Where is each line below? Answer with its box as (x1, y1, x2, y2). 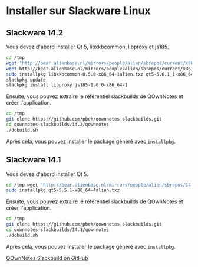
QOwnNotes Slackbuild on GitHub (6, 254, 88, 261)
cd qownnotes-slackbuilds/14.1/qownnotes (6, 227, 110, 233)
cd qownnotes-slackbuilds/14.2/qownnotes (6, 122, 110, 128)
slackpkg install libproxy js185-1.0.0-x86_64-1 (6, 82, 128, 88)
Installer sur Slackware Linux (6, 4, 151, 18)
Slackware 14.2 (6, 28, 64, 38)
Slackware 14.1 (6, 155, 61, 165)
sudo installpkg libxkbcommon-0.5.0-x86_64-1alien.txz (6, 71, 144, 77)
